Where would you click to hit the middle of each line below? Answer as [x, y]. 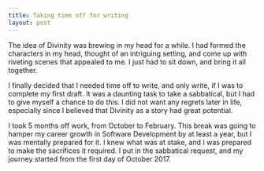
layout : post [30, 23]
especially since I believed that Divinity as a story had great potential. [121, 110]
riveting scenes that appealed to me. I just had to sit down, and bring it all [127, 62]
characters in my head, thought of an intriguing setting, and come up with [128, 53]
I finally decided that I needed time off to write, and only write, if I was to [126, 85]
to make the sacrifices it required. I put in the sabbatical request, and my [126, 151]
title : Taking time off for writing [68, 15]
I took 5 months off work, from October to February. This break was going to [132, 126]
